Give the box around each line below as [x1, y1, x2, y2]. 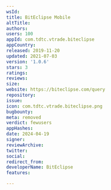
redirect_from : [6, 159, 44, 165]
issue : [6, 97, 23, 103]
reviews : [6, 75, 28, 81]
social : [6, 153, 26, 159]
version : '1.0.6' [6, 59, 50, 65]
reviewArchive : [6, 142, 44, 148]
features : [6, 170, 31, 176]
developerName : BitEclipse [6, 164, 73, 170]
